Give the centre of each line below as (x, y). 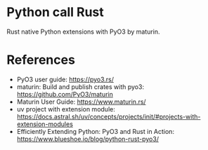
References (41, 60)
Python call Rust (56, 12)
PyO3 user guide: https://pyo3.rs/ (65, 79)
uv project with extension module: (66, 109)
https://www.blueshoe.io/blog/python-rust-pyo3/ (88, 139)
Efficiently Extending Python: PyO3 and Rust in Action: (96, 131)
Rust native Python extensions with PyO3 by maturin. (83, 32)
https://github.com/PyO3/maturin (65, 94)
